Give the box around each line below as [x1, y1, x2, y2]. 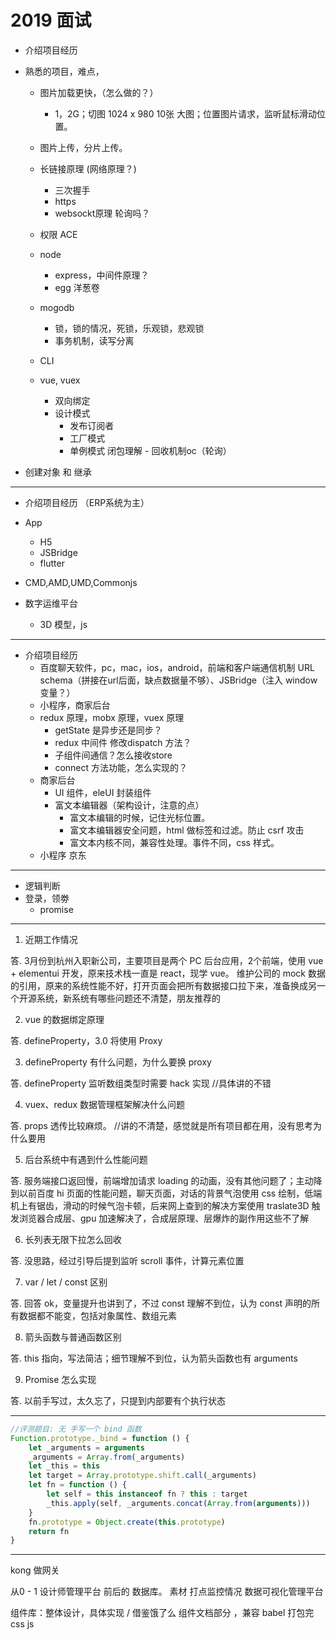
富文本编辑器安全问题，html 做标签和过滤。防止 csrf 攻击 [69, 824, 305, 836]
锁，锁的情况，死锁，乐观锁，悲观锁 [54, 322, 205, 334]
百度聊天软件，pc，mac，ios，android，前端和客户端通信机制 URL [39, 661, 315, 673]
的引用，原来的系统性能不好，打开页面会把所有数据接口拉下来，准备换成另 [10, 979, 317, 991]
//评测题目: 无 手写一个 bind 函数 [10, 1424, 142, 1434]
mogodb [39, 301, 75, 313]
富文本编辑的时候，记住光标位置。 [69, 811, 211, 823]
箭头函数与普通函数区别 [24, 1331, 122, 1343]
